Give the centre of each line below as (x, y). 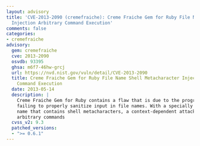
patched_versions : (35, 128)
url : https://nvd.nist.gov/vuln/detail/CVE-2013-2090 (79, 73)
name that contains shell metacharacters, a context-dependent (97, 111)
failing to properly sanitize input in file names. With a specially (105, 106)
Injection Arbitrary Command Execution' (62, 23)
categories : (21, 34)
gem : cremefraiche (35, 51)
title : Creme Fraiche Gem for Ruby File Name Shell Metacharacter (96, 78)
